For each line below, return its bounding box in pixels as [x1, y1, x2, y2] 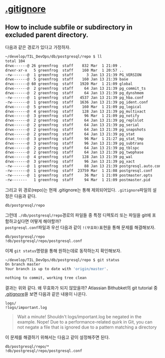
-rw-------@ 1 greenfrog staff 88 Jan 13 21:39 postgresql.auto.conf [5, 164, 164, 168]
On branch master [5, 262, 41, 267]
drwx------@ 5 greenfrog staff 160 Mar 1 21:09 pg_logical [5, 104, 141, 109]
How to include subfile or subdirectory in [5, 23, 133, 31]
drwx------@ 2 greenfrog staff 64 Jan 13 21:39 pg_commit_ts [5, 86, 146, 91]
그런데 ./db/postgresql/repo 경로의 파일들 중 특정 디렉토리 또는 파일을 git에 [5, 212, 151, 218]
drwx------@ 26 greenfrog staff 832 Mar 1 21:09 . [5, 63, 122, 68]
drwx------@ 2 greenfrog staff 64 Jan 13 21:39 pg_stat [5, 132, 135, 137]
